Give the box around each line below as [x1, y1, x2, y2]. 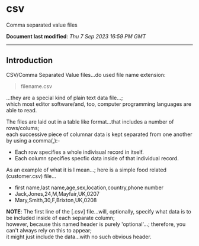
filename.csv [20, 82, 52, 90]
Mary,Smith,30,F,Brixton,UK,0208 [14, 196, 97, 203]
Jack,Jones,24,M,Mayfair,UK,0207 [14, 190, 99, 197]
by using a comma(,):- [6, 137, 60, 144]
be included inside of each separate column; [6, 214, 115, 221]
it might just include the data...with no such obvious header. [6, 233, 152, 240]
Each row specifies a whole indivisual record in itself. [14, 148, 144, 156]
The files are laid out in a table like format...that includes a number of [6, 118, 174, 125]
